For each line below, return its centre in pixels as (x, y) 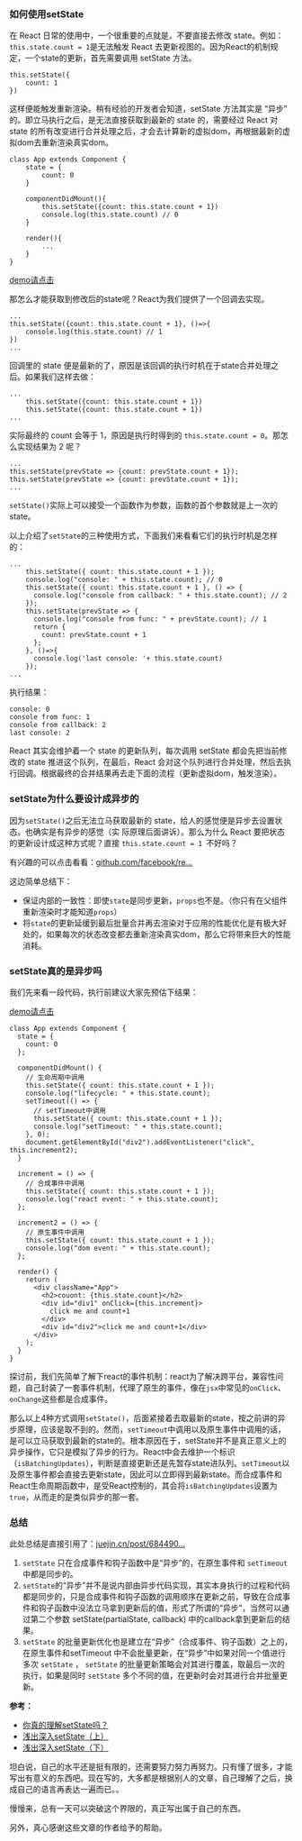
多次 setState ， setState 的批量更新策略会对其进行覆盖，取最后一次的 (154, 1664)
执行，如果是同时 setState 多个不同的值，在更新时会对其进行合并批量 (151, 1676)
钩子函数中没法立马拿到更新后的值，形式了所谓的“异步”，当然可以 (160, 1608)
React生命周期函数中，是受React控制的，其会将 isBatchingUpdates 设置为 (143, 1485)
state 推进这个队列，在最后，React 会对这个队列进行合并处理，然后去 (155, 762)
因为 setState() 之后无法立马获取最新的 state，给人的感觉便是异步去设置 (142, 820)
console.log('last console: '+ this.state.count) (128, 659)
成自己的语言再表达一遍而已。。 (67, 1790)
